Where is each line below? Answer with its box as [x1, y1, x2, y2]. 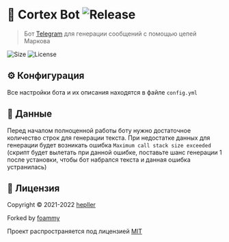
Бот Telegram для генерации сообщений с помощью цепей [23, 29, 197, 38]
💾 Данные [7, 108, 53, 120]
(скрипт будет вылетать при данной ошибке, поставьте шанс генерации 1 [7, 148, 222, 156]
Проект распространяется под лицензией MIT [7, 227, 142, 236]
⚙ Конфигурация [7, 70, 85, 82]
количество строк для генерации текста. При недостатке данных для [7, 134, 211, 142]
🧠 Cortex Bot [7, 7, 80, 23]
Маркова [23, 36, 51, 45]
